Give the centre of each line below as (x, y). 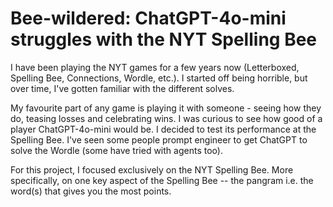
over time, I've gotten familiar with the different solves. (122, 88)
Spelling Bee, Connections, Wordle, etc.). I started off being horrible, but (159, 78)
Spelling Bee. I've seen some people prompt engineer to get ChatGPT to (159, 139)
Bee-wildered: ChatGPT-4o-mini (148, 18)
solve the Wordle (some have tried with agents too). (116, 150)
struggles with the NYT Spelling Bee (164, 39)
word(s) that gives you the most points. (91, 191)
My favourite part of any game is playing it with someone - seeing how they (166, 108)
